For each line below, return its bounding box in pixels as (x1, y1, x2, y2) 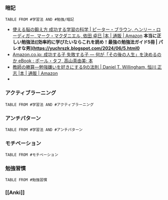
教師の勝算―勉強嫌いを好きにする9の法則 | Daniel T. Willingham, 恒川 (12, 64, 156, 70)
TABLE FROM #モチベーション (5, 152, 59, 157)
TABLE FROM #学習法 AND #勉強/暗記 (5, 17, 74, 22)
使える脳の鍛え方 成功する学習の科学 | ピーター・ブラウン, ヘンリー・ (12, 27, 156, 33)
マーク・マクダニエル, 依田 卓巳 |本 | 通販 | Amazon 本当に (37, 33, 157, 39)
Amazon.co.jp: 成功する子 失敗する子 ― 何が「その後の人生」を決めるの (12, 52, 161, 58)
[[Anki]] (5, 189, 25, 196)
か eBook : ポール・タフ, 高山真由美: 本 (12, 58, 93, 64)
